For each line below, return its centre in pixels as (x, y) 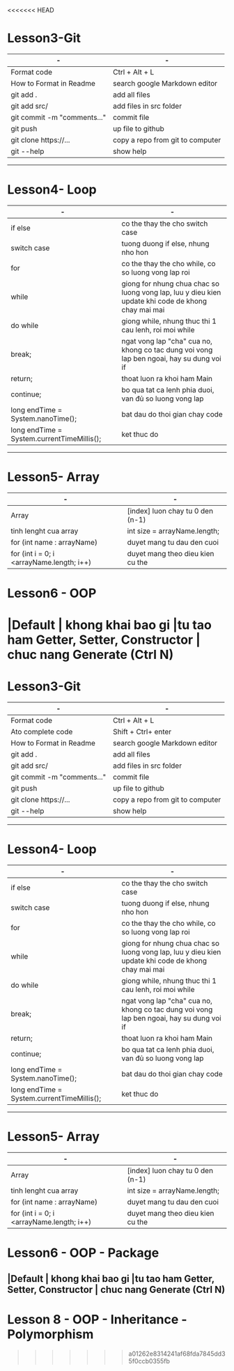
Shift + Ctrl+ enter (142, 732)
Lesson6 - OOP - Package (83, 1253)
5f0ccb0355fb (149, 1361)
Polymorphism (50, 1334)
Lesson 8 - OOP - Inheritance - (97, 1319)
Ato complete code (42, 732)
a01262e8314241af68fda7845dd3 (177, 1354)
